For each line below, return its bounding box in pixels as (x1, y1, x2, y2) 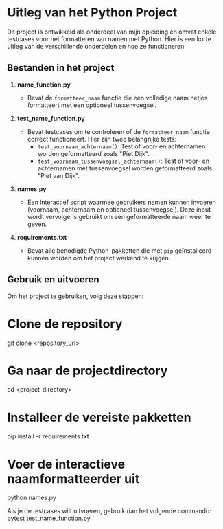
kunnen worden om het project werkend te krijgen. (27, 254, 171, 262)
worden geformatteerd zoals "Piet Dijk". (37, 149, 150, 157)
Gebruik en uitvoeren (7, 273, 99, 286)
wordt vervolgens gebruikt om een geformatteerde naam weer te (27, 212, 211, 221)
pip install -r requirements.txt (7, 432, 89, 440)
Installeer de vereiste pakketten (7, 409, 191, 425)
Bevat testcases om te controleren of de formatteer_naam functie (27, 127, 211, 135)
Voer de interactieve (7, 456, 126, 472)
